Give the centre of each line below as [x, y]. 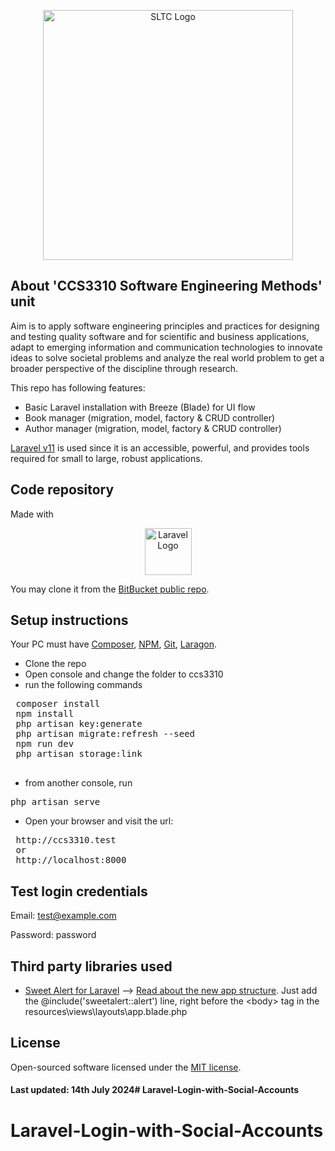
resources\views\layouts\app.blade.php [106, 1012]
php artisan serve [55, 802]
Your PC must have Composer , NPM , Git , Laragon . [114, 644]
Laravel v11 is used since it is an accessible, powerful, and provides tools [160, 447]
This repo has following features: [78, 387]
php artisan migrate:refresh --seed [105, 734]
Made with [32, 514]
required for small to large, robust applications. [106, 458]
